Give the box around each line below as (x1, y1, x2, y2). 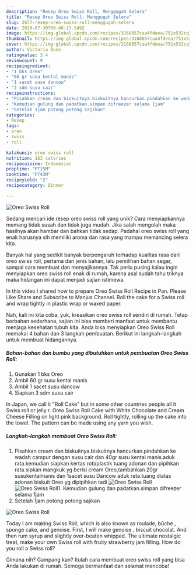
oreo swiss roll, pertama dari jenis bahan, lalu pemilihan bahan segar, (6, 257, 172, 264)
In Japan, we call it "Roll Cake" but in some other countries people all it (6, 401, 177, 408)
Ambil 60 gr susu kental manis (14, 377, 87, 384)
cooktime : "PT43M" (6, 172, 51, 177)
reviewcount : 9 (6, 57, 43, 63)
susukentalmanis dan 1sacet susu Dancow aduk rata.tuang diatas (14, 472, 171, 479)
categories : (6, 112, 35, 118)
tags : (6, 123, 19, 129)
